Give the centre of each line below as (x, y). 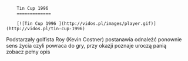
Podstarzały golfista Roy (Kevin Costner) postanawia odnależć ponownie (94, 40)
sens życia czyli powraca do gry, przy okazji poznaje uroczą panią (86, 46)
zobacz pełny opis (28, 52)
